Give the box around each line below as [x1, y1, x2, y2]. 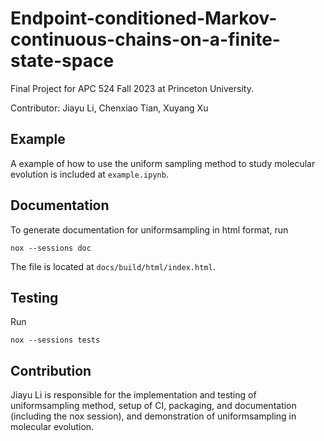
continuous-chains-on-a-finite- [10, 28, 281, 51]
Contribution [10, 362, 92, 379]
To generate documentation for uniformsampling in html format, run [10, 223, 289, 236]
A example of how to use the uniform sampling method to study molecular [10, 157, 316, 169]
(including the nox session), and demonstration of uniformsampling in [10, 410, 297, 422]
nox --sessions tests [10, 335, 101, 346]
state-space [10, 50, 115, 72]
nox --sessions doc [10, 243, 92, 253]
